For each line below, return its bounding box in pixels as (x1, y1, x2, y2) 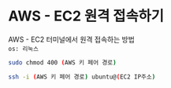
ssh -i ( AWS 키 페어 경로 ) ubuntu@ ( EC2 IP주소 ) (8, 72, 156, 81)
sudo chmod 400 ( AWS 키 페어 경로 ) (8, 58, 117, 67)
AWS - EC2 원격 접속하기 (8, 7, 164, 25)
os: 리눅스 (8, 45, 39, 53)
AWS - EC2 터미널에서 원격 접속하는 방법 (8, 35, 136, 44)
